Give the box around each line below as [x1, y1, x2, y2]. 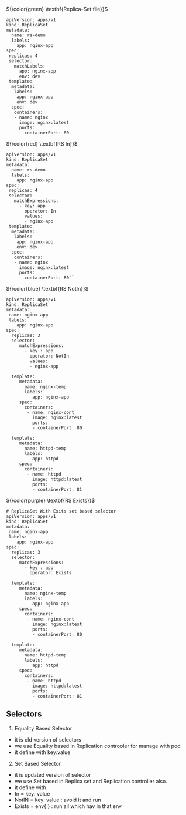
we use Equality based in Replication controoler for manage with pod [14, 742, 181, 749]
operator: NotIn [29, 353, 69, 359]
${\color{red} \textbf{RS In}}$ [6, 140, 78, 147]
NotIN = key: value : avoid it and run [14, 796, 101, 803]
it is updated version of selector [14, 771, 91, 778]
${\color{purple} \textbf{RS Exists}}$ [6, 497, 95, 504]
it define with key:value [14, 749, 71, 756]
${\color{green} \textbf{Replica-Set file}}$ [6, 6, 108, 12]
